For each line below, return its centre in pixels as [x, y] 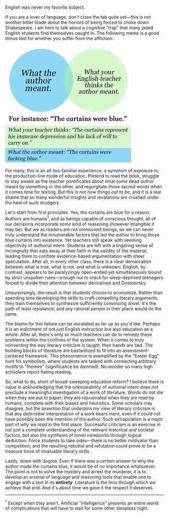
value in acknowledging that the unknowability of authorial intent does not [82, 387]
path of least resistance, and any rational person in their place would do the [83, 309]
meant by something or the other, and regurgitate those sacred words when [84, 187]
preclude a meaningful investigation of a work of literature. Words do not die [84, 392]
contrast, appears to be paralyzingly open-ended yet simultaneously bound [83, 272]
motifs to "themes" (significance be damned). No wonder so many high [79, 366]
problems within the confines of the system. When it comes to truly [75, 340]
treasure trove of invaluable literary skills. [48, 451]
